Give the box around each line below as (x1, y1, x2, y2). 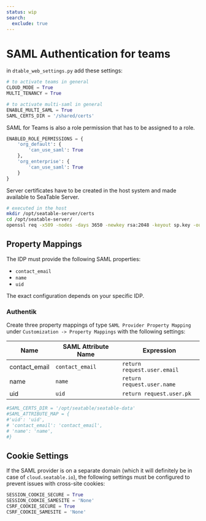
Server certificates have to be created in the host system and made (6, 186, 177, 194)
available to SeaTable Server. (6, 193, 80, 200)
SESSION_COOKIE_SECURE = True (6, 492, 84, 498)
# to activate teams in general (6, 79, 89, 85)
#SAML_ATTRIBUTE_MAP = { (6, 411, 70, 417)
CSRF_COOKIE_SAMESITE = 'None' (6, 509, 86, 515)
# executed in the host (6, 205, 67, 211)
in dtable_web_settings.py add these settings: (6, 67, 123, 74)
